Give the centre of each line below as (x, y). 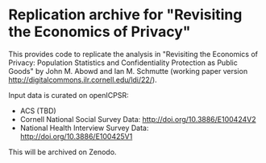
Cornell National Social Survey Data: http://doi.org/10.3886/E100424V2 (138, 119)
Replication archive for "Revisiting (125, 15)
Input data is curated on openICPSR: (69, 95)
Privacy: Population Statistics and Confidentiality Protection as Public (123, 63)
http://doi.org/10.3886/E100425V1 (76, 136)
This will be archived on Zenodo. (62, 152)
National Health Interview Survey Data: (84, 128)
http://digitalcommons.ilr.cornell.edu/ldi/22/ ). (83, 79)
